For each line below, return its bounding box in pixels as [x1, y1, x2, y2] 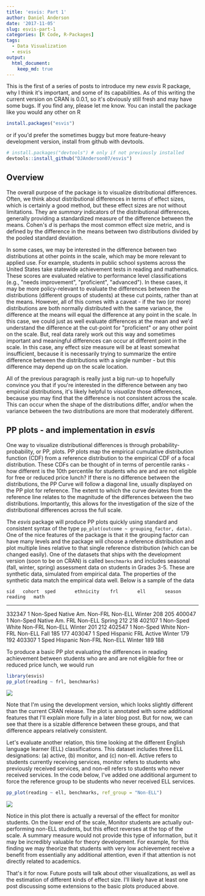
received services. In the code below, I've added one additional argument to [6, 771, 197, 779]
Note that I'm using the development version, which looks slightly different [6, 701, 193, 708]
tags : [6, 37, 20, 43]
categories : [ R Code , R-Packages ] [6, 32, 95, 38]
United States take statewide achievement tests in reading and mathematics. [6, 265, 199, 273]
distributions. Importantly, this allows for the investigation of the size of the [6, 500, 194, 507]
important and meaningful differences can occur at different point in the [6, 337, 187, 344]
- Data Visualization [12, 43, 67, 50]
